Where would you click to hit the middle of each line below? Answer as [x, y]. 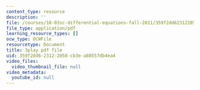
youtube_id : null [33, 78]
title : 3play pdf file [34, 50]
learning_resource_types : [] [42, 34]
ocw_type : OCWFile [29, 39]
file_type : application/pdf [41, 28]
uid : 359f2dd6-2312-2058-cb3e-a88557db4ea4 [61, 56]
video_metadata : [26, 72]
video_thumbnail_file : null [46, 67]
